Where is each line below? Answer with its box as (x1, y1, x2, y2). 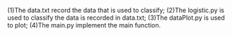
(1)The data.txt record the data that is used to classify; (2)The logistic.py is (7, 6, 225, 14)
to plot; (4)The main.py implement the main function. (7, 21, 161, 29)
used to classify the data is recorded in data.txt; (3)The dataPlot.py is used (7, 13, 225, 22)
